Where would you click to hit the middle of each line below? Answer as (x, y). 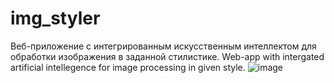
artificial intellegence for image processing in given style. (128, 67)
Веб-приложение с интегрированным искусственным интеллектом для (163, 46)
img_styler (55, 18)
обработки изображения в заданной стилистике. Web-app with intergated (167, 56)
